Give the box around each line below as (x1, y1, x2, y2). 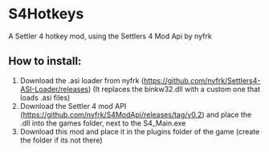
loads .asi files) (19, 93, 71, 102)
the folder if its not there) (19, 135, 103, 145)
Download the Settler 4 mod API (19, 101, 127, 110)
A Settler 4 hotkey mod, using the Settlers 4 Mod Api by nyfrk (8, 31, 213, 41)
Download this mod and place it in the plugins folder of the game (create (19, 126, 260, 136)
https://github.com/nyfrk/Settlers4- (143, 75, 261, 85)
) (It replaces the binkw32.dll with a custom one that (88, 84, 261, 94)
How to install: (8, 54, 82, 68)
